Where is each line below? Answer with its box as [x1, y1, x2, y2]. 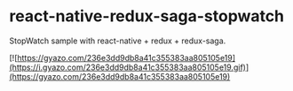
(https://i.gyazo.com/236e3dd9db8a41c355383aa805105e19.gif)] [9, 62, 249, 72]
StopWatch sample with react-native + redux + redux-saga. [9, 35, 226, 46]
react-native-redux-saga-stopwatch [9, 6, 285, 27]
